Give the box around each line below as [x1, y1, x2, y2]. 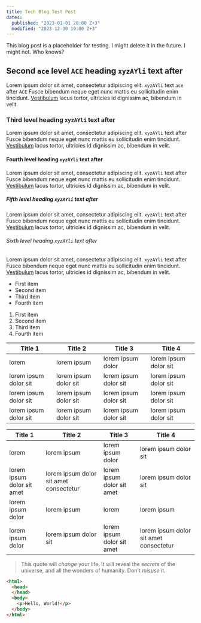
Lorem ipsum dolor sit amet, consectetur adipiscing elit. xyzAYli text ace [6, 82, 184, 89]
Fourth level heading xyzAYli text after [6, 155, 103, 162]
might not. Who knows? [6, 49, 65, 56]
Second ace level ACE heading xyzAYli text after [6, 65, 183, 76]
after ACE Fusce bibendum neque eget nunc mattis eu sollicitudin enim [6, 88, 178, 95]
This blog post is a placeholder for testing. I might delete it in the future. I [6, 42, 185, 49]
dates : [6, 14, 23, 20]
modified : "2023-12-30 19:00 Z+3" [11, 25, 98, 32]
